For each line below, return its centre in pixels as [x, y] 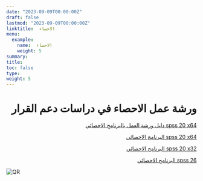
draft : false [23, 17]
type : [13, 73]
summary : [17, 57]
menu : [13, 34]
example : [23, 40]
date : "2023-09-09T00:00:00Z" [44, 12]
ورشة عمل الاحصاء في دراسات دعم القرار [104, 109]
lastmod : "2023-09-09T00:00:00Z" [48, 23]
